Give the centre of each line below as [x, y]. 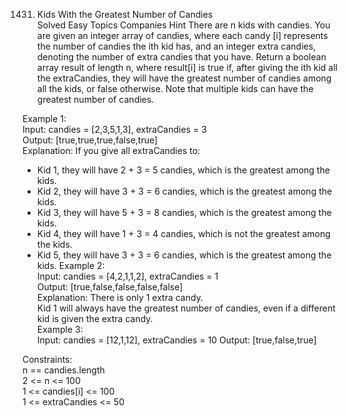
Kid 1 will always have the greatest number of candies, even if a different [186, 308]
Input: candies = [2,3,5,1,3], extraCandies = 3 [114, 129]
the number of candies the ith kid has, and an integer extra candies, [176, 46]
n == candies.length [63, 370]
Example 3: [60, 329]
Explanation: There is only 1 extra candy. [120, 297]
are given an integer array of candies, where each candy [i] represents [182, 35]
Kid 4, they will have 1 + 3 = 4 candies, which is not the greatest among [183, 233]
